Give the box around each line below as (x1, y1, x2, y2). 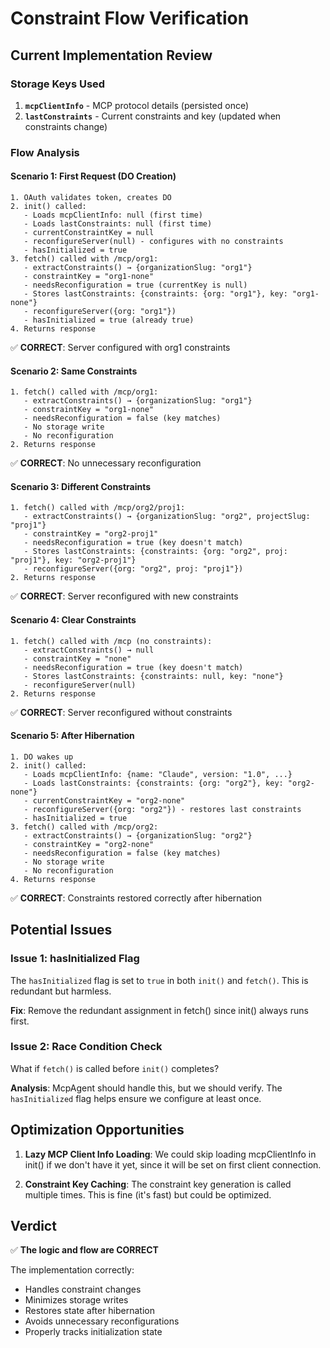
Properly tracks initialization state (24, 1326, 163, 1338)
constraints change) (24, 120, 108, 132)
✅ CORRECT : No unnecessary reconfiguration (10, 457, 202, 469)
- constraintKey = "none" (23, 653, 132, 664)
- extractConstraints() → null (23, 645, 155, 655)
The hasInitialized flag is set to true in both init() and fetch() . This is (10, 974, 309, 986)
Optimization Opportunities (10, 1122, 185, 1139)
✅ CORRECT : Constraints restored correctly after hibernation (10, 892, 263, 904)
